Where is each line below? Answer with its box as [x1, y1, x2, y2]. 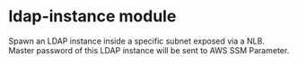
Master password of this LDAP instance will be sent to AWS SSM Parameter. [8, 44, 290, 55]
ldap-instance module [8, 6, 177, 27]
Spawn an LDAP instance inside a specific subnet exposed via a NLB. [8, 36, 266, 46]
